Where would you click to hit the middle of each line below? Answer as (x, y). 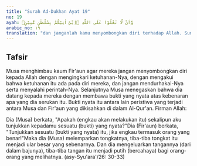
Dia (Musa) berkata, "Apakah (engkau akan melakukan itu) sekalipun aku (94, 119)
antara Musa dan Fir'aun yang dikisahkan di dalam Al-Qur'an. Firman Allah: (96, 108)
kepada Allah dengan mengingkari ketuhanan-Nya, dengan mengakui (90, 77)
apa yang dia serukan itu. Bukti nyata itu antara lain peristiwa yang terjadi (94, 102)
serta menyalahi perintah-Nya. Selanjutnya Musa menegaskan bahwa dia (94, 89)
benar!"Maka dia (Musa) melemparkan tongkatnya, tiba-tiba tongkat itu (92, 138)
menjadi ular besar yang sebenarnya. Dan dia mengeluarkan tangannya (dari (98, 144)
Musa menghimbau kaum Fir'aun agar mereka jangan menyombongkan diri (97, 71)
